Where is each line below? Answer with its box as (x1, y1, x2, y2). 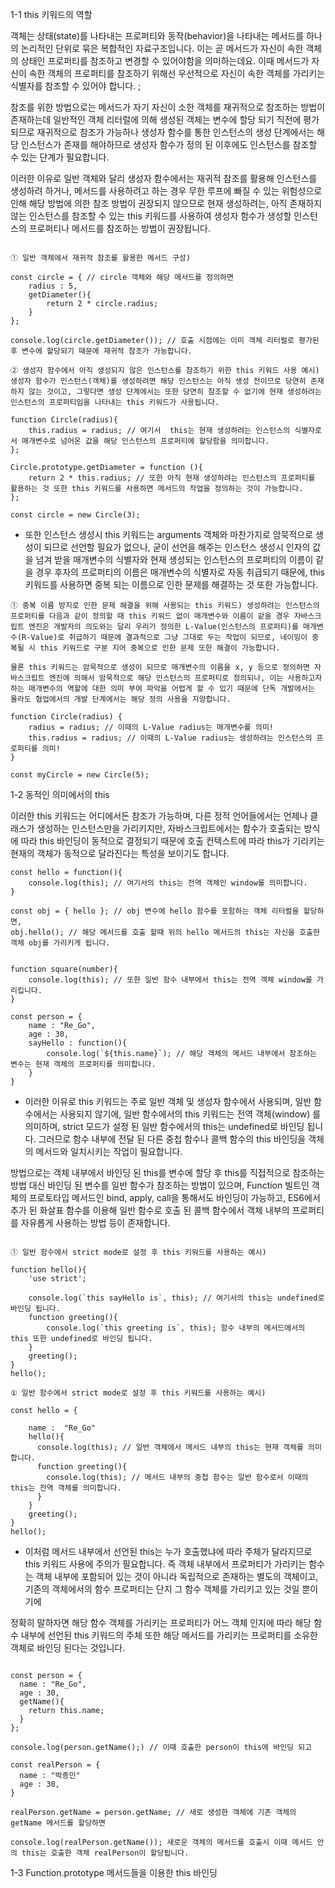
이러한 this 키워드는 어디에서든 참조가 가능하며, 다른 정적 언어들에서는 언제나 (10, 810, 308, 822)
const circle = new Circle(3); (10, 510, 141, 520)
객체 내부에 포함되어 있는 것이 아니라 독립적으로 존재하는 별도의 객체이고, (35, 1571, 319, 1582)
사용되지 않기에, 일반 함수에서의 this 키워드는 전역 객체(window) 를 (59, 1108, 322, 1120)
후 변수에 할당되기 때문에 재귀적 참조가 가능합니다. (10, 346, 193, 356)
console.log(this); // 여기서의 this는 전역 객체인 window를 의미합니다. (28, 878, 308, 888)
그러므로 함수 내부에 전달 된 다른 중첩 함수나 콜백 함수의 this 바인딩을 (38, 1133, 307, 1145)
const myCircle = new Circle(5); (10, 770, 150, 780)
